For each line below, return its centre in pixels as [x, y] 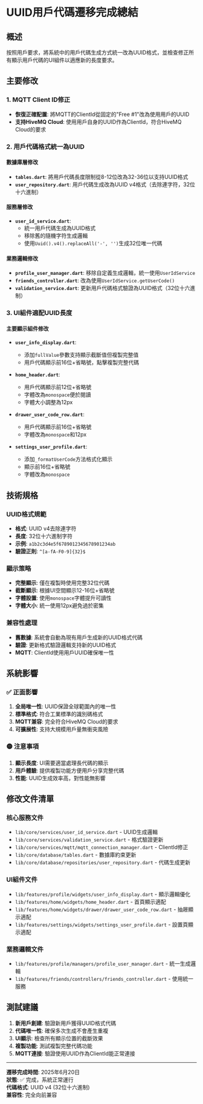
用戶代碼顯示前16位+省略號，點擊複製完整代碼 [82, 362]
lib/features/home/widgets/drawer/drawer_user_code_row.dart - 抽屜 [101, 909]
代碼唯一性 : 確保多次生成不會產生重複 [62, 1031]
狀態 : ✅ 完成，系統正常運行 [40, 1079]
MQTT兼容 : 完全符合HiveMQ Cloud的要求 [66, 722]
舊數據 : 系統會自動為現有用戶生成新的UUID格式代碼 [79, 637]
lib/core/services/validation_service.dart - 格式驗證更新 [89, 840]
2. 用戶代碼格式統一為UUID [45, 146]
